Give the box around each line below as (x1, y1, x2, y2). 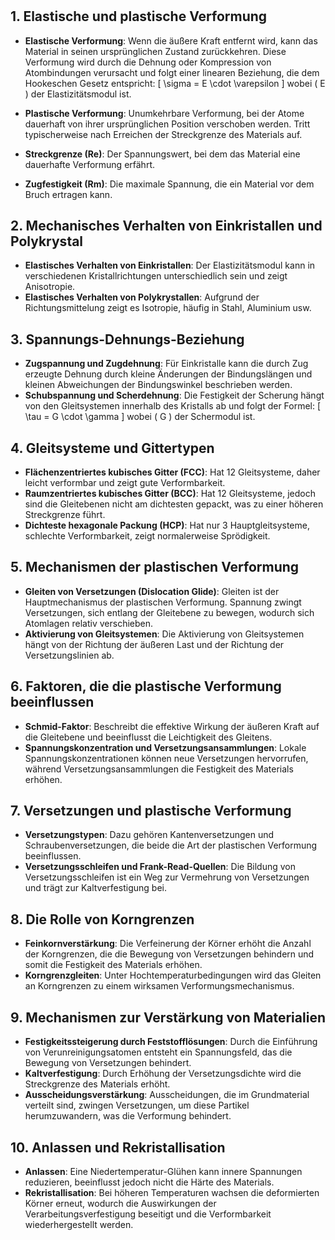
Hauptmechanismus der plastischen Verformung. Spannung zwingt (24, 596, 302, 608)
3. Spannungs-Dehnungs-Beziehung (10, 331, 245, 348)
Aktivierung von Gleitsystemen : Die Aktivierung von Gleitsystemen (24, 628, 305, 640)
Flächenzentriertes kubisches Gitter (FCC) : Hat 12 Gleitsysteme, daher (24, 466, 321, 478)
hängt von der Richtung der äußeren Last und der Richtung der (24, 638, 285, 650)
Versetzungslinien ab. (24, 649, 115, 661)
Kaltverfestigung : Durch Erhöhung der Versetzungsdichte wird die (24, 1068, 302, 1080)
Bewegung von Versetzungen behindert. (24, 1057, 192, 1069)
